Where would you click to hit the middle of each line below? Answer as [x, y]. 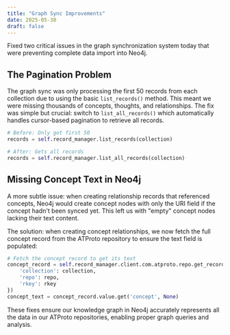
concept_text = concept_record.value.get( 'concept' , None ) [93, 297]
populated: [22, 246]
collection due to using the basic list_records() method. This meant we [109, 99]
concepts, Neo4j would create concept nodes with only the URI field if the [111, 203]
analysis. [20, 324]
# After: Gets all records [46, 152]
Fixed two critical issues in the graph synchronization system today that [108, 46]
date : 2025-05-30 [32, 20]
